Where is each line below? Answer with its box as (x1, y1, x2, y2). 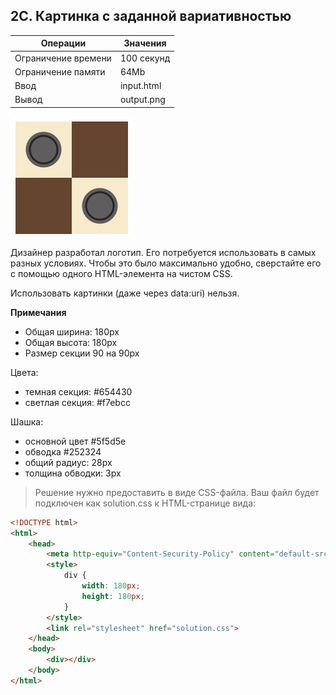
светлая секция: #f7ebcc (24, 396, 131, 408)
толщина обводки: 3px (24, 467, 122, 479)
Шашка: (10, 415, 44, 428)
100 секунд (119, 52, 171, 64)
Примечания (10, 306, 67, 318)
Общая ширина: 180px (24, 325, 120, 338)
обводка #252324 (24, 445, 102, 458)
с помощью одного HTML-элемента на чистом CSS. (10, 267, 233, 279)
